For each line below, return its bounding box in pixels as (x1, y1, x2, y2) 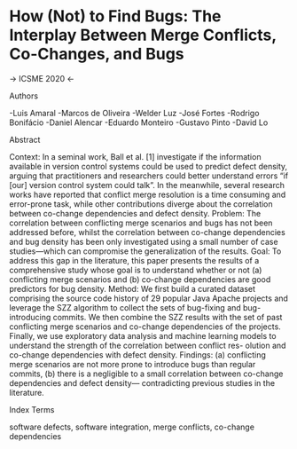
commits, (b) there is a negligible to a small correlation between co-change (9, 368, 284, 379)
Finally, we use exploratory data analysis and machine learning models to (9, 330, 277, 341)
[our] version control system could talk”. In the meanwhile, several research (9, 179, 285, 190)
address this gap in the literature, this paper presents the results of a (9, 255, 260, 265)
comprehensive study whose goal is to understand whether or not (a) (9, 264, 262, 275)
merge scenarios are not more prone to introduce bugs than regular (9, 358, 256, 369)
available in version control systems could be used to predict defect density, (9, 161, 288, 171)
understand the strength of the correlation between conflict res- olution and (9, 340, 286, 351)
